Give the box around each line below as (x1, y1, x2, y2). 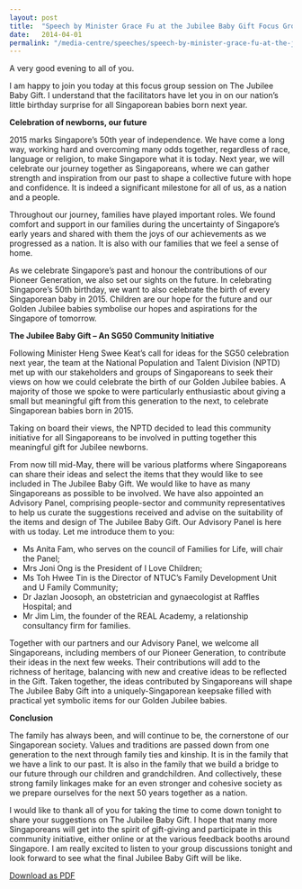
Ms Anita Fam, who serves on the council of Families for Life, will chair (22, 544, 284, 555)
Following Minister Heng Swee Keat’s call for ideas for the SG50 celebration (9, 348, 289, 358)
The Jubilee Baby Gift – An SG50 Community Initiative (9, 331, 215, 341)
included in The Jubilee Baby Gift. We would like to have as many (9, 478, 251, 489)
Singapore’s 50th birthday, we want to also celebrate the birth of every (9, 285, 271, 295)
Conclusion (9, 712, 54, 723)
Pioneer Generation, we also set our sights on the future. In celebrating (9, 275, 272, 286)
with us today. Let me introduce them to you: (9, 526, 175, 537)
